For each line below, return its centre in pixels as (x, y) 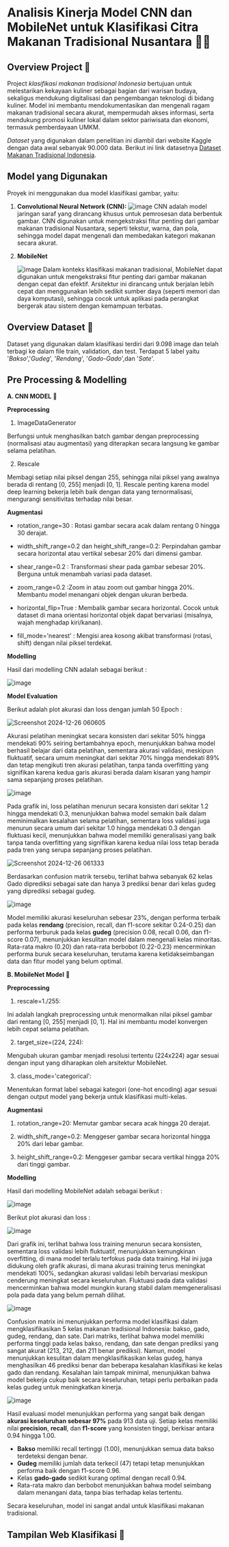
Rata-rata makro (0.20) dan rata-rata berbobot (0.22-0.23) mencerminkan (111, 947)
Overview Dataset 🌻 (50, 327)
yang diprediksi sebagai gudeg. (51, 891)
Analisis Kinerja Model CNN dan (100, 13)
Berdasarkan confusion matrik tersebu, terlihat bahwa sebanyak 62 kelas (110, 877)
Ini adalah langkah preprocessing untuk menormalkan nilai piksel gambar (110, 1014)
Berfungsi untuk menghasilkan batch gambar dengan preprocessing (103, 436)
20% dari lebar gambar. (50, 1144)
